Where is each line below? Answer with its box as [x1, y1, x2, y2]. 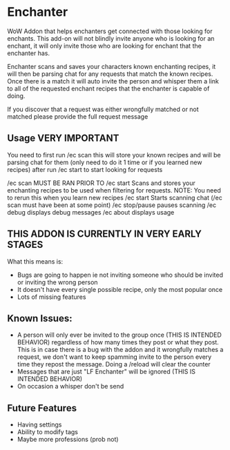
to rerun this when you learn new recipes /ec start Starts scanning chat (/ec [7, 193, 222, 202]
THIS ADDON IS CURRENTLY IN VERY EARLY [7, 228, 202, 240]
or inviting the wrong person [17, 277, 98, 286]
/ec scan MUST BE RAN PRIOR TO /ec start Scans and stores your [7, 179, 195, 187]
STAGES [7, 239, 44, 251]
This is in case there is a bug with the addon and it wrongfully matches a [17, 346, 224, 354]
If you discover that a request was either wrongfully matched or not [7, 105, 199, 113]
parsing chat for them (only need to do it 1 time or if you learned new [7, 158, 202, 166]
